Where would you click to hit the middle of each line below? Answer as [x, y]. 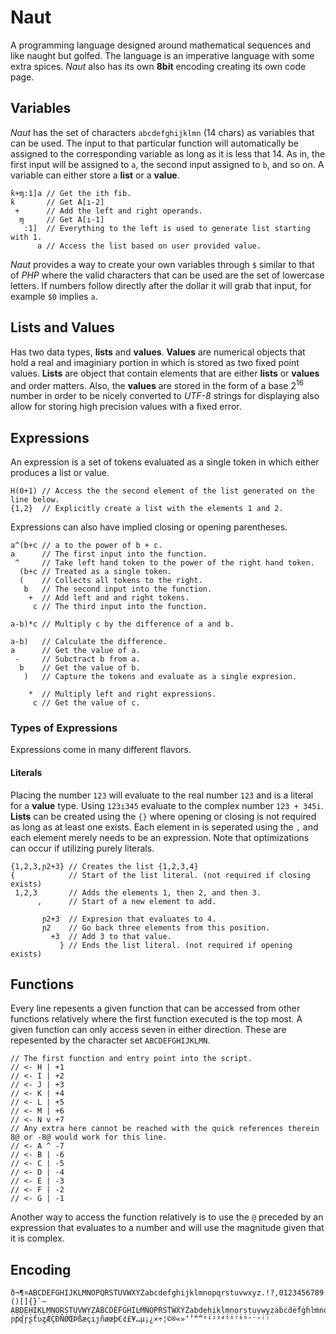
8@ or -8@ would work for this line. [89, 1137]
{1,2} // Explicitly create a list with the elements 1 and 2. [147, 509]
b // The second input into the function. [118, 589]
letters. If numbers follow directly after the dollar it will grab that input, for [161, 285]
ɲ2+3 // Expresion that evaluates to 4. [129, 919]
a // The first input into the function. [109, 554]
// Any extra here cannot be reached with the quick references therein [165, 1129]
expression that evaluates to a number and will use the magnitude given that [167, 1228]
